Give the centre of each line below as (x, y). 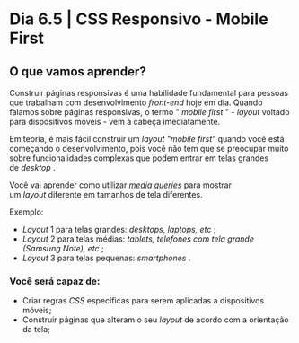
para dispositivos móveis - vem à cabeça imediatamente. (115, 122)
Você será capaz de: (55, 281)
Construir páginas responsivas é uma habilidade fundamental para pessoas (149, 93)
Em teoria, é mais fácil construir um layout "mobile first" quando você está (147, 139)
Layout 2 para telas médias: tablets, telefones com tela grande (138, 239)
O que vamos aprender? (78, 71)
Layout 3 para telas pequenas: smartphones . (106, 258)
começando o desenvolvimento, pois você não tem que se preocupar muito (149, 149)
